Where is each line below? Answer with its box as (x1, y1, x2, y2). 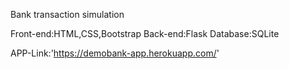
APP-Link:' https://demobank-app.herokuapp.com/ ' (10, 47, 220, 59)
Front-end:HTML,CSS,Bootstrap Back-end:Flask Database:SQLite (10, 28, 280, 39)
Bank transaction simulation (10, 9, 125, 20)
